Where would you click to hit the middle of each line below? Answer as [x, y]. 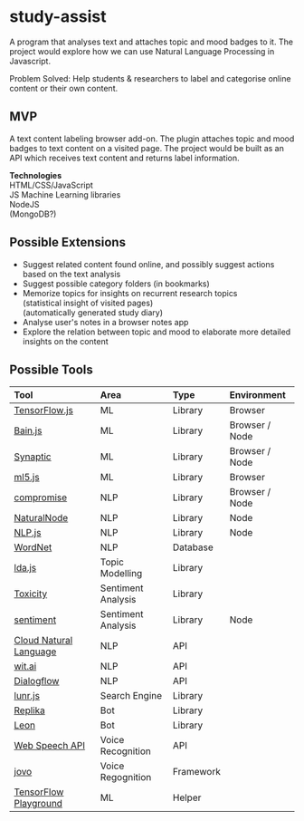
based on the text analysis [71, 274]
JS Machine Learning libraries [65, 194]
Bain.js [28, 430]
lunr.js [27, 696]
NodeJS [24, 204]
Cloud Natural [43, 641]
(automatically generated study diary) [93, 312]
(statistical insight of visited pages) [88, 303]
